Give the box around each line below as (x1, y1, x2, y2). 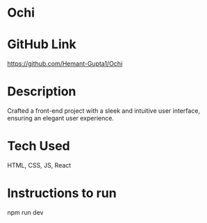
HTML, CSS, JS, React (7, 161, 72, 169)
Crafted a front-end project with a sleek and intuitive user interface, (7, 107, 200, 115)
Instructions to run (7, 186, 117, 202)
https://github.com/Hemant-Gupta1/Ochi (7, 60, 123, 68)
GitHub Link (7, 37, 76, 53)
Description (7, 84, 76, 100)
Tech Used (7, 139, 71, 154)
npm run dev (7, 208, 44, 216)
